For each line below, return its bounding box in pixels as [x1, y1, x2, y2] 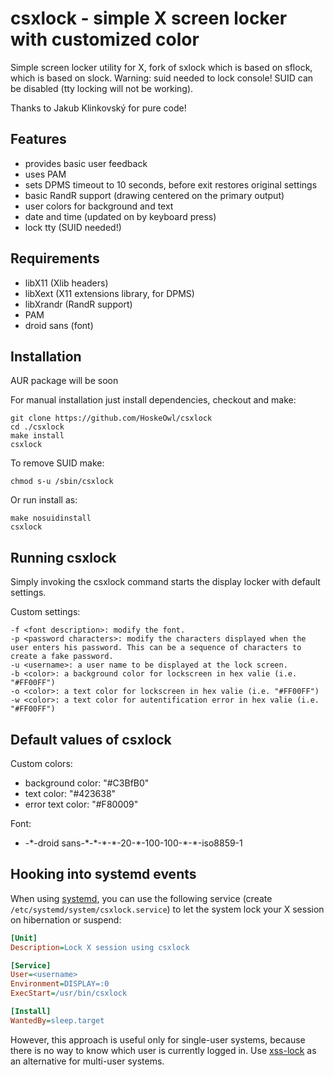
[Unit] [10, 933, 38, 943]
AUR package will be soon [10, 375, 119, 387]
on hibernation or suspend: [10, 913, 122, 926]
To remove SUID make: [10, 457, 105, 469]
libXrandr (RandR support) [24, 298, 133, 310]
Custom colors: [10, 758, 73, 769]
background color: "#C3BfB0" [24, 777, 150, 789]
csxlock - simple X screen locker [10, 7, 288, 30]
